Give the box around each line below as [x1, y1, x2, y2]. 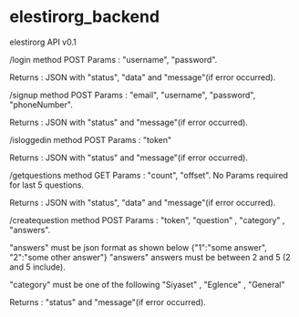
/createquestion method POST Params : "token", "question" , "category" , [9, 214, 285, 225]
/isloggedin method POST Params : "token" [9, 134, 172, 145]
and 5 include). [9, 261, 66, 272]
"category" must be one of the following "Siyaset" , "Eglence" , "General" [9, 279, 285, 290]
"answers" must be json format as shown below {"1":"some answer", [9, 241, 267, 252]
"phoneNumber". [9, 98, 73, 110]
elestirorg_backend [9, 6, 160, 27]
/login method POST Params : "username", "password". [9, 54, 218, 65]
